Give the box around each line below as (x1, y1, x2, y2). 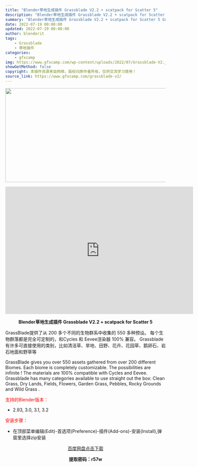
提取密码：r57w (68, 456, 103, 462)
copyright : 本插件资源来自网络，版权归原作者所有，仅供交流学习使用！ (5, 69, 136, 74)
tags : (5, 36, 17, 41)
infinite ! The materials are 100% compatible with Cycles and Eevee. (5, 370, 148, 376)
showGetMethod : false (5, 64, 51, 69)
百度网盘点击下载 (68, 445, 103, 451)
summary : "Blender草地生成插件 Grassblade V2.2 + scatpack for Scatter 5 (5, 17, 160, 22)
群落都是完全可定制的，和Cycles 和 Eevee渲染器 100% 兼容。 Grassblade (9, 336, 164, 342)
